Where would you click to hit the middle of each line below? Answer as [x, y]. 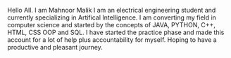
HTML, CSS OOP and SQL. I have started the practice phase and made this [116, 32]
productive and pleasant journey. [55, 47]
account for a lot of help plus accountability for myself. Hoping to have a [112, 40]
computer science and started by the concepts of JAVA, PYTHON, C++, [112, 25]
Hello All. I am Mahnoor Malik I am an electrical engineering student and [112, 10]
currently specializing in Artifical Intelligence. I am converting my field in [112, 17]
